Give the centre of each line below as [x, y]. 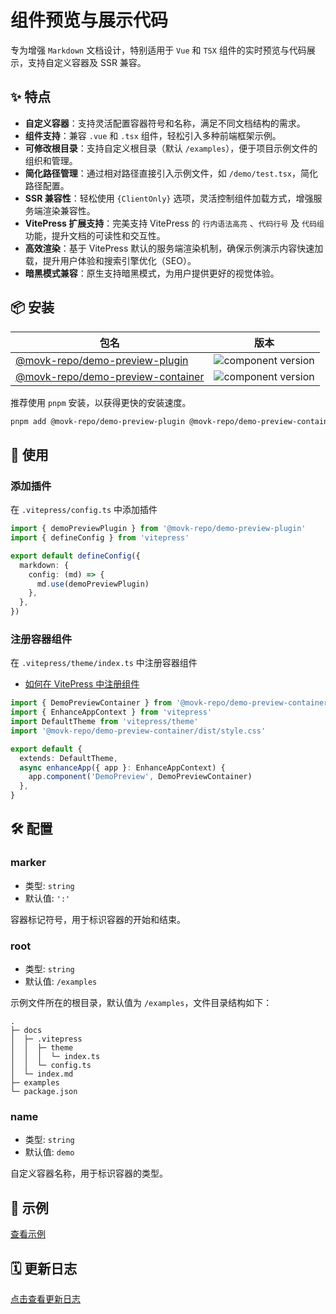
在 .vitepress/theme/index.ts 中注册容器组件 [104, 663]
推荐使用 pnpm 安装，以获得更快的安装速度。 [101, 402]
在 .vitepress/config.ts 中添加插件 [84, 510]
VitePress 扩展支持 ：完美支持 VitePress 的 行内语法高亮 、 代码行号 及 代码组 [174, 223]
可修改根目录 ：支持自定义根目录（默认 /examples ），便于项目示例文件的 [171, 148]
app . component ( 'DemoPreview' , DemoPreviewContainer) [140, 777]
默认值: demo [49, 1152]
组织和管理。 [51, 160]
